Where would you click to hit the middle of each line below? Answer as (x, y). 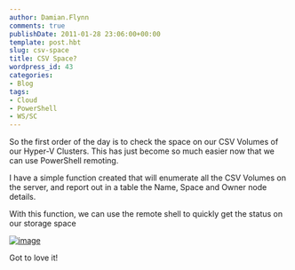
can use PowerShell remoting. (64, 161)
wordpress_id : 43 (41, 67)
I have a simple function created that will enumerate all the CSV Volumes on (148, 178)
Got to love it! (34, 258)
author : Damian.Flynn (49, 17)
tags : (19, 91)
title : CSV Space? (43, 59)
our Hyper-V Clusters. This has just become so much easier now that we (142, 151)
